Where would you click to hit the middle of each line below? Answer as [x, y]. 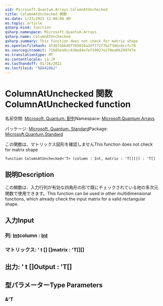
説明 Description [30, 175]
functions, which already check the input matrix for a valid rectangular [75, 199]
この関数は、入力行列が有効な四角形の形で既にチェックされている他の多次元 [82, 187]
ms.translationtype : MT [29, 55]
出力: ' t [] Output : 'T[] [38, 267]
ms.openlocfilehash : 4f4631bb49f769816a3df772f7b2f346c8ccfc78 [71, 46]
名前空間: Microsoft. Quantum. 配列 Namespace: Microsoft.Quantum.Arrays [80, 118]
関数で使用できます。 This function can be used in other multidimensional [78, 193]
